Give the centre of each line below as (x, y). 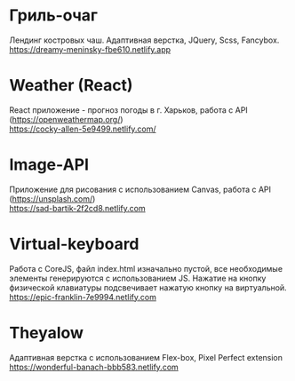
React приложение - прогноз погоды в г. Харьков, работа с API (129, 110)
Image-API (49, 165)
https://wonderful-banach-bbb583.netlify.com (94, 367)
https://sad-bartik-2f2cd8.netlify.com (77, 208)
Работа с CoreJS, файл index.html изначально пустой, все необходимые (146, 268)
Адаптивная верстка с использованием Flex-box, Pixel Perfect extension (146, 357)
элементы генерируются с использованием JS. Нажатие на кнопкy (138, 278)
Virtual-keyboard (74, 244)
